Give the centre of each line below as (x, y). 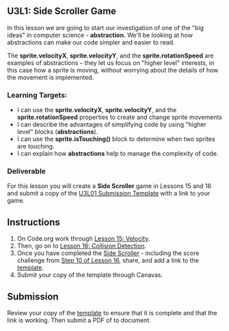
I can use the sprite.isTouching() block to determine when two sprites (116, 139)
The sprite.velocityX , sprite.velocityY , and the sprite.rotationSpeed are (110, 55)
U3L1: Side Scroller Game (62, 11)
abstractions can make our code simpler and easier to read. (91, 42)
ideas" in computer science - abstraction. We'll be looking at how (100, 35)
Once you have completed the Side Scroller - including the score (108, 253)
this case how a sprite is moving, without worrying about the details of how (113, 70)
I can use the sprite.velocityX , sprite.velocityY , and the (97, 110)
